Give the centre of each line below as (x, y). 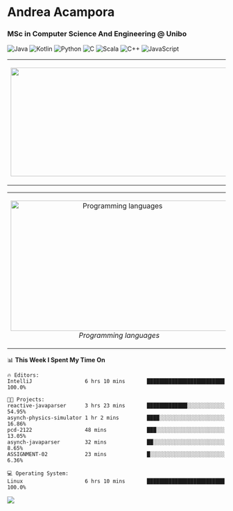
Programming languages (119, 336)
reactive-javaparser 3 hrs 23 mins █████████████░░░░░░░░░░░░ (116, 406)
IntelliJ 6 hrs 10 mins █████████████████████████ (116, 382)
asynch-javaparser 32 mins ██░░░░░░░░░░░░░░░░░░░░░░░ (116, 442)
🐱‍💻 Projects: (26, 400)
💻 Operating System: (38, 473)
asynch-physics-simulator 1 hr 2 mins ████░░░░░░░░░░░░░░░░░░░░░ (116, 418)
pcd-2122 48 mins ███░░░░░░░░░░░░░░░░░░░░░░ (116, 430)
